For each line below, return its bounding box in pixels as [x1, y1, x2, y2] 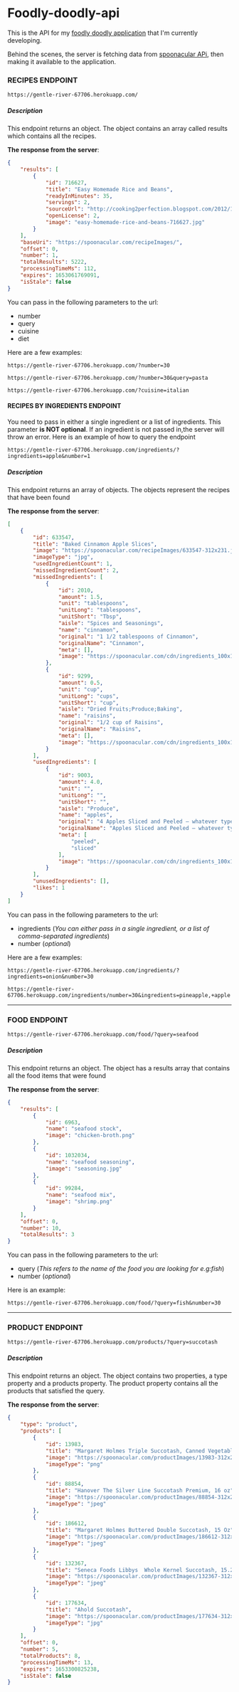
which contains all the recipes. [7, 132, 97, 140]
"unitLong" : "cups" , [58, 692, 119, 700]
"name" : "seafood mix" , [45, 1191, 116, 1199]
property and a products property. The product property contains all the [7, 1379, 218, 1388]
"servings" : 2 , [45, 199, 91, 206]
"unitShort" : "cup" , [58, 699, 119, 706]
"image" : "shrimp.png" [45, 1198, 113, 1206]
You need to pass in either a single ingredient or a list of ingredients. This [7, 417, 222, 426]
